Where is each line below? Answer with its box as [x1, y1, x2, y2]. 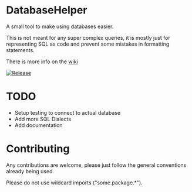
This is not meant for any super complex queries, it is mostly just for [6, 34, 170, 41]
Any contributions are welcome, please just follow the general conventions [6, 162, 187, 169]
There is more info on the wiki [6, 58, 78, 65]
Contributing [6, 142, 70, 156]
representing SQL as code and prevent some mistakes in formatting [6, 40, 170, 47]
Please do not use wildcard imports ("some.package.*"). [6, 179, 143, 186]
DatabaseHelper [6, 4, 87, 17]
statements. [6, 46, 35, 53]
